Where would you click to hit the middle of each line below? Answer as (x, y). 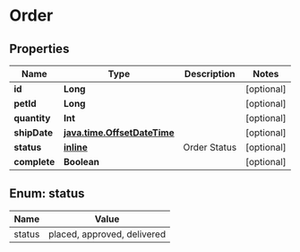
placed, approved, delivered (107, 234)
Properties (39, 49)
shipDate (34, 133)
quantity (32, 118)
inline (76, 147)
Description (210, 74)
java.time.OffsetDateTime (119, 133)
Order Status (210, 147)
